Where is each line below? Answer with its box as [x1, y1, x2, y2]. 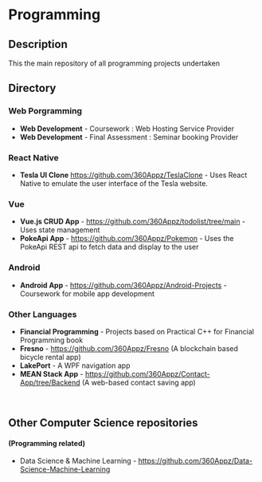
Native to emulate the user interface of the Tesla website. [19, 178, 209, 188]
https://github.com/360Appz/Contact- [84, 369, 211, 378]
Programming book [19, 335, 84, 345]
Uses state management [19, 225, 100, 235]
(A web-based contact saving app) [81, 377, 197, 387]
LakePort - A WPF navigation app [19, 361, 131, 370]
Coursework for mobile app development [19, 289, 155, 298]
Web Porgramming [8, 105, 82, 117]
